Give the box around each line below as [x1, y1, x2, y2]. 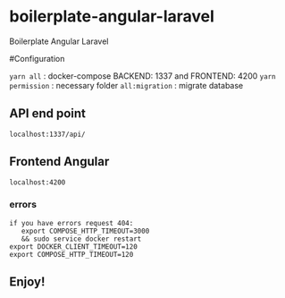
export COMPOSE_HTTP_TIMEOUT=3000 [21, 226, 150, 235]
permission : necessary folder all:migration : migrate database [9, 80, 244, 90]
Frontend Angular [9, 154, 110, 169]
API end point [9, 106, 87, 122]
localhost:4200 [9, 177, 66, 187]
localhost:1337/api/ [9, 130, 87, 139]
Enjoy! [9, 275, 46, 290]
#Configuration [9, 53, 65, 64]
